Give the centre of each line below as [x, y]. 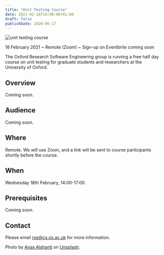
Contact [18, 226]
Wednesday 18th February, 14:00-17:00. [45, 182]
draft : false [19, 19]
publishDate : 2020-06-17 [31, 24]
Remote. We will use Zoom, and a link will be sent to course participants [78, 150]
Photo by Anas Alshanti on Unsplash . [43, 247]
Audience [20, 110]
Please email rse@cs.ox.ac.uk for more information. [58, 238]
